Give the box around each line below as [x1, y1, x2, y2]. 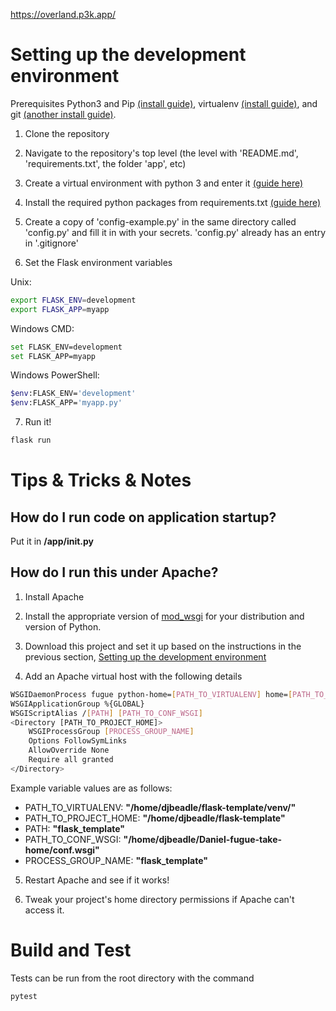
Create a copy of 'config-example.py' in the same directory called [24, 215, 297, 228]
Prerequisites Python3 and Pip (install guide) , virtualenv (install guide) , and [10, 97, 318, 109]
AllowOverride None [28, 745, 110, 756]
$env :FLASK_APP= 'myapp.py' [10, 398, 123, 408]
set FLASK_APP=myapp [10, 351, 97, 361]
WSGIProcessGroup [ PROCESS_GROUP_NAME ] [28, 727, 195, 737]
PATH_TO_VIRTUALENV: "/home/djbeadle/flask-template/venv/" [24, 801, 297, 813]
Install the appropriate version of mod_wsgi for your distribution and [24, 610, 305, 622]
